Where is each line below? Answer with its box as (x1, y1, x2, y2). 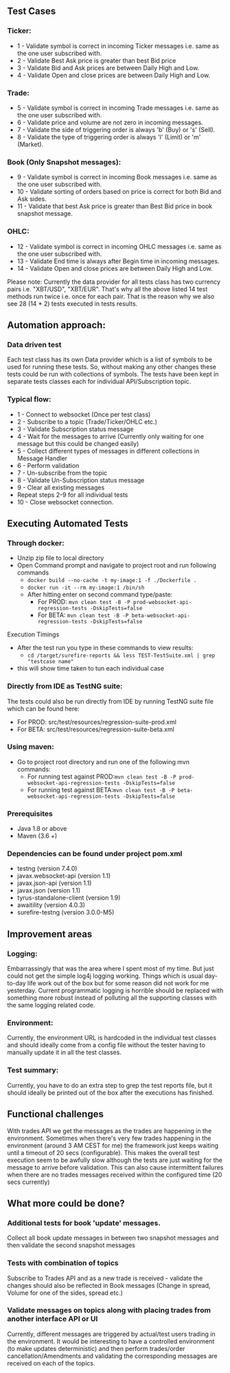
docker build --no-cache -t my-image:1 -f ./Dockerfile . (27, 577, 197, 584)
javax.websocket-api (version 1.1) (16, 872, 111, 880)
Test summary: (7, 1065, 59, 1075)
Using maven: (7, 742, 55, 752)
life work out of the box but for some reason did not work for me (27, 979, 209, 987)
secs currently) (7, 1178, 50, 1186)
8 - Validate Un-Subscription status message (16, 476, 145, 484)
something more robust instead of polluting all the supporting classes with (7, 994, 217, 1002)
